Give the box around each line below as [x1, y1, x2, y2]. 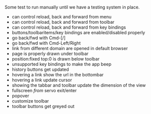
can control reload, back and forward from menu [11, 14, 112, 19]
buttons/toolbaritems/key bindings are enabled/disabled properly [11, 30, 145, 35]
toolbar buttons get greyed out [11, 104, 75, 109]
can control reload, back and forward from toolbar [11, 19, 115, 25]
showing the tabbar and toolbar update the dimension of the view [11, 82, 146, 88]
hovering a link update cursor [11, 77, 73, 83]
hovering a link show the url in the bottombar [11, 72, 104, 77]
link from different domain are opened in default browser [11, 46, 128, 51]
